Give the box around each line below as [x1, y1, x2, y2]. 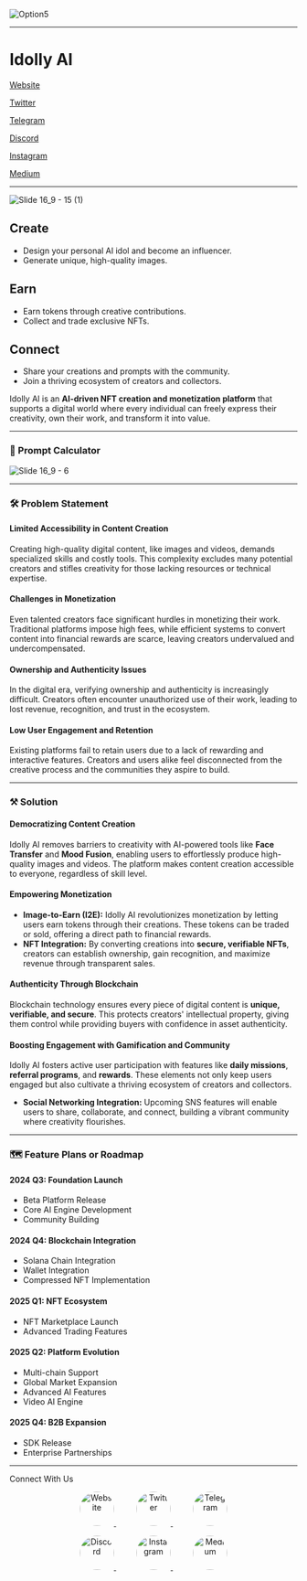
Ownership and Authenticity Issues [9, 664, 147, 675]
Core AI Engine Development [22, 1204, 132, 1215]
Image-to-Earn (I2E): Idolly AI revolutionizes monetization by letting [22, 909, 279, 920]
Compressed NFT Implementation [22, 1275, 151, 1286]
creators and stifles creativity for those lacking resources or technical [9, 562, 271, 573]
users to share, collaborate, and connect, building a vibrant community [22, 1106, 290, 1117]
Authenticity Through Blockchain [9, 978, 139, 989]
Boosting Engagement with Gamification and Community [9, 1039, 230, 1051]
